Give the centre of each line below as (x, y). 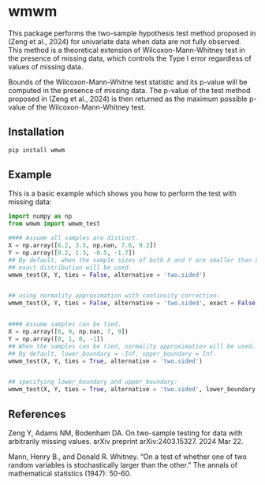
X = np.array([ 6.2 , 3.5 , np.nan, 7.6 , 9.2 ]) (82, 246)
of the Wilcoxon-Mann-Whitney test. (86, 107)
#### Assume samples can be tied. (65, 325)
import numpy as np (40, 216)
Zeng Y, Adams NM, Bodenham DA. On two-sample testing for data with (125, 433)
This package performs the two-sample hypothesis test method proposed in (132, 33)
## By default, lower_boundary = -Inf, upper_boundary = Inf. (112, 353)
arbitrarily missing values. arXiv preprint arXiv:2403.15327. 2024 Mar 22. (126, 441)
